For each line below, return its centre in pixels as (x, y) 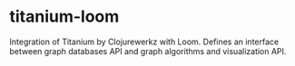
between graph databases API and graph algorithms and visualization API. (148, 51)
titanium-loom (64, 17)
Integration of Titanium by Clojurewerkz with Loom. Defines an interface (144, 42)
